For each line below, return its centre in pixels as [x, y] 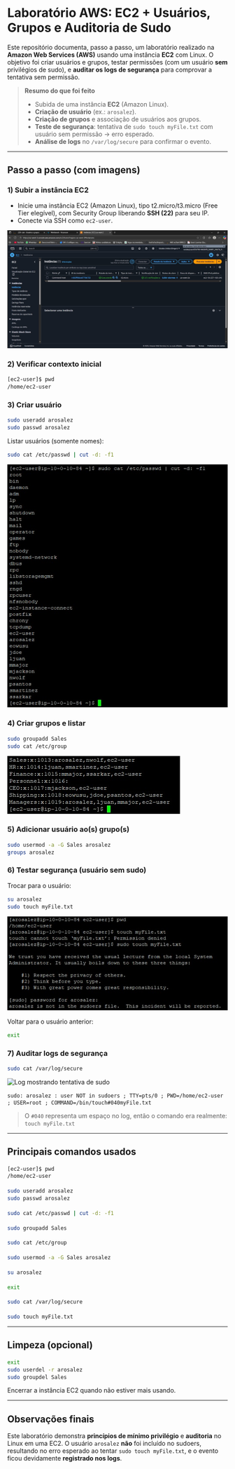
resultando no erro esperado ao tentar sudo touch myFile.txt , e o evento [113, 1451]
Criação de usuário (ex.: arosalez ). [85, 112]
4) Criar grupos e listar [47, 723]
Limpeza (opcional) [50, 1345]
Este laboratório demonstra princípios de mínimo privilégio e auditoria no [114, 1436]
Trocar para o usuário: [39, 885]
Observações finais [51, 1419]
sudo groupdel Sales [37, 1377]
